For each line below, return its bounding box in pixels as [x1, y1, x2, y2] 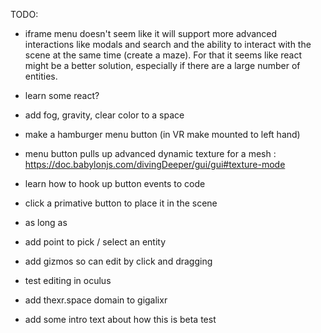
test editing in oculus [24, 275, 112, 286]
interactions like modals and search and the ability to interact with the [24, 39, 312, 50]
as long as [24, 217, 68, 228]
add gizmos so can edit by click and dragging [24, 255, 213, 267]
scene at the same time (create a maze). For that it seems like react [24, 49, 303, 61]
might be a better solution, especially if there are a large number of [24, 60, 301, 71]
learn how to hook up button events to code [24, 178, 206, 189]
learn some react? [24, 90, 100, 101]
